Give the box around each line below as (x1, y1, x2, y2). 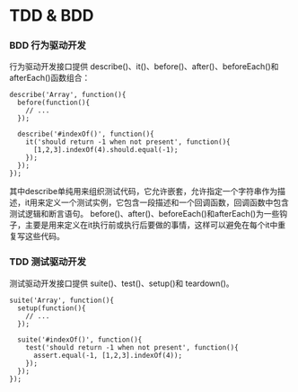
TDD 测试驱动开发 (9, 255, 87, 268)
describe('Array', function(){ (9, 91, 127, 100)
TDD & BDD (9, 5, 94, 26)
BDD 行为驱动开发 (9, 40, 87, 52)
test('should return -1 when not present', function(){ (25, 343, 240, 352)
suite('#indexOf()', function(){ (17, 334, 143, 344)
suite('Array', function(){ (9, 296, 115, 305)
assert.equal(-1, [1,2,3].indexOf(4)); (32, 351, 182, 360)
